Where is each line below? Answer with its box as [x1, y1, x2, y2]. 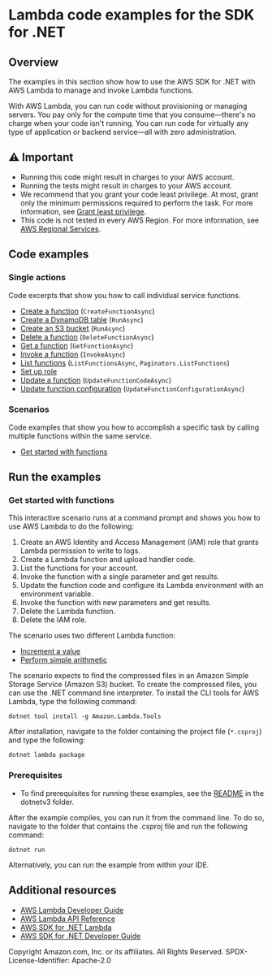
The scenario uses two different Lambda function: [8, 631, 176, 641]
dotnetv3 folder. [19, 797, 75, 807]
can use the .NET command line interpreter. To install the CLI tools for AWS [8, 688, 260, 698]
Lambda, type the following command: [8, 697, 137, 707]
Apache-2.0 [71, 955, 112, 965]
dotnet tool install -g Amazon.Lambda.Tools [8, 712, 162, 720]
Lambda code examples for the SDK [8, 6, 255, 24]
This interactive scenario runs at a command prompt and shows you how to [8, 513, 261, 523]
